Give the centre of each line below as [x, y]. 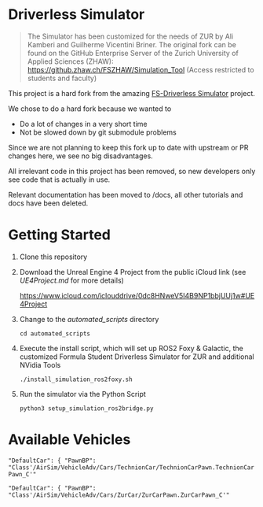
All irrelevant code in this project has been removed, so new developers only [132, 171]
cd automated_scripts [55, 333]
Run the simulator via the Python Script [83, 394]
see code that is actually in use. [59, 179]
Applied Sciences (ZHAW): [70, 61]
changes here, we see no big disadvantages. [80, 156]
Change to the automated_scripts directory [89, 319]
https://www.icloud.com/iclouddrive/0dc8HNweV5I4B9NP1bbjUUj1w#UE [137, 295]
